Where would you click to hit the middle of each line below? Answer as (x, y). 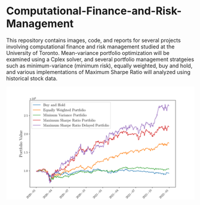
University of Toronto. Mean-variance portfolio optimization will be (88, 53)
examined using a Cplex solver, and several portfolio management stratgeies (100, 59)
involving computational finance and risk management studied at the (90, 47)
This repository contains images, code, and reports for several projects (93, 40)
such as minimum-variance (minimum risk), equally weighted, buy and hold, (99, 65)
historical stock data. (32, 78)
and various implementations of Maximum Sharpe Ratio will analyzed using (99, 72)
